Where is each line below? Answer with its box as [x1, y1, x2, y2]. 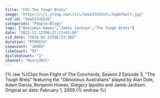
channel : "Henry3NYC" [5, 58, 50, 63]
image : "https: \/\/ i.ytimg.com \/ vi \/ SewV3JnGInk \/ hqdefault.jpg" [5, 12, 143, 17]
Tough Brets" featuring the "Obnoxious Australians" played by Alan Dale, [5, 77, 154, 83]
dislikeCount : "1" [5, 53, 43, 58]
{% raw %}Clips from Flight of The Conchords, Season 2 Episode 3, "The [5, 71, 156, 77]
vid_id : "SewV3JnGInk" [5, 16, 52, 21]
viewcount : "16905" [5, 44, 46, 49]
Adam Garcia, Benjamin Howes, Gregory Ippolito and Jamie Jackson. [5, 82, 147, 88]
